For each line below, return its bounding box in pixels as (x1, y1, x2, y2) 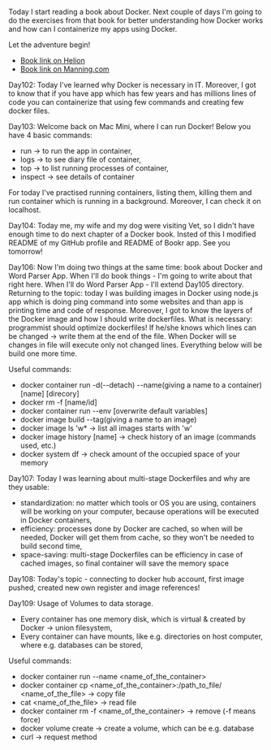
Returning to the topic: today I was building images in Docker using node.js (8, 288, 259, 297)
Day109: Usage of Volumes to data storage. (8, 599, 154, 608)
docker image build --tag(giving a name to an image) (19, 414, 197, 424)
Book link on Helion (19, 56, 85, 65)
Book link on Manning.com (19, 64, 110, 74)
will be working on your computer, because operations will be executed (19, 507, 260, 516)
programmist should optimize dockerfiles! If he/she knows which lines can (8, 323, 257, 332)
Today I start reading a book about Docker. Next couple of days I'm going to (8, 7, 262, 16)
